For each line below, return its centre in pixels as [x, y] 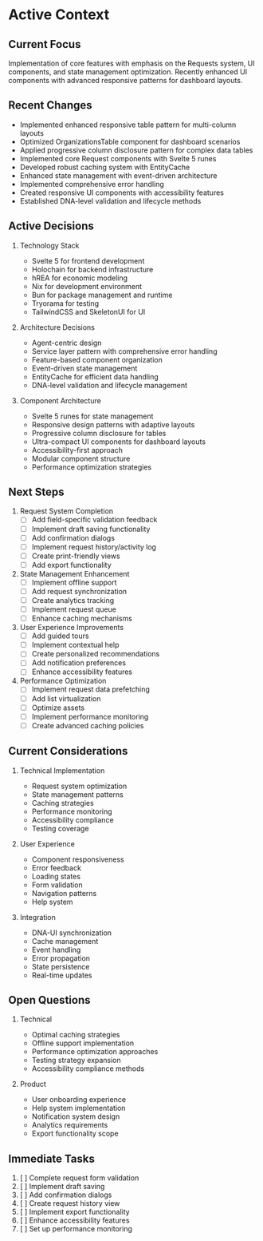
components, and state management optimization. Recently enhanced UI [128, 72]
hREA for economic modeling [80, 278]
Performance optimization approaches [95, 1052]
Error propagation [61, 958]
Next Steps [36, 492]
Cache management [65, 941]
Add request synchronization [79, 591]
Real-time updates [62, 975]
